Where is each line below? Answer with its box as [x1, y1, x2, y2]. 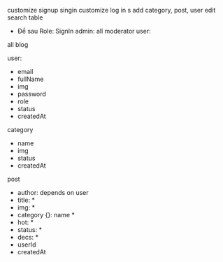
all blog [7, 41, 29, 48]
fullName [17, 75, 44, 83]
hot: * [17, 218, 34, 226]
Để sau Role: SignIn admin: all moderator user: [17, 27, 152, 35]
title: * [17, 196, 35, 204]
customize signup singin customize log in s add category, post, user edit [7, 6, 216, 14]
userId [17, 240, 36, 249]
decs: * [17, 233, 38, 241]
